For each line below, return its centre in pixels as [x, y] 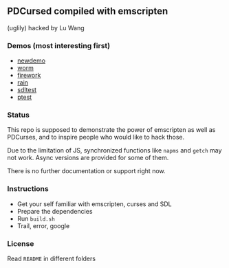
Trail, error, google [43, 225]
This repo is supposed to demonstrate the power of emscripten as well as [111, 130]
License [21, 243]
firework [29, 76]
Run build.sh [36, 219]
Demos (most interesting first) [59, 45]
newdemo [31, 60]
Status [18, 115]
